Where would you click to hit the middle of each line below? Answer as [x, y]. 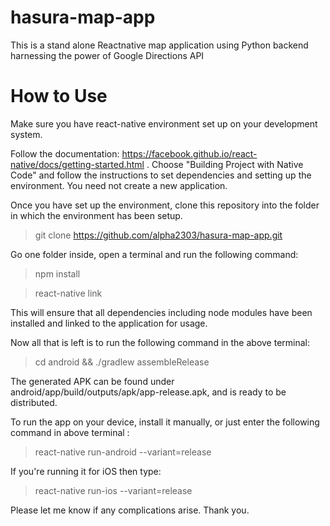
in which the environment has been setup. [96, 215]
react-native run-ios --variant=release [113, 490]
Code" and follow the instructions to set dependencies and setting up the [161, 175]
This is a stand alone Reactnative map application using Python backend [159, 45]
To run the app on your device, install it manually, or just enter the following [165, 422]
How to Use [59, 96]
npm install [57, 273]
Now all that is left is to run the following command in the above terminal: [160, 342]
